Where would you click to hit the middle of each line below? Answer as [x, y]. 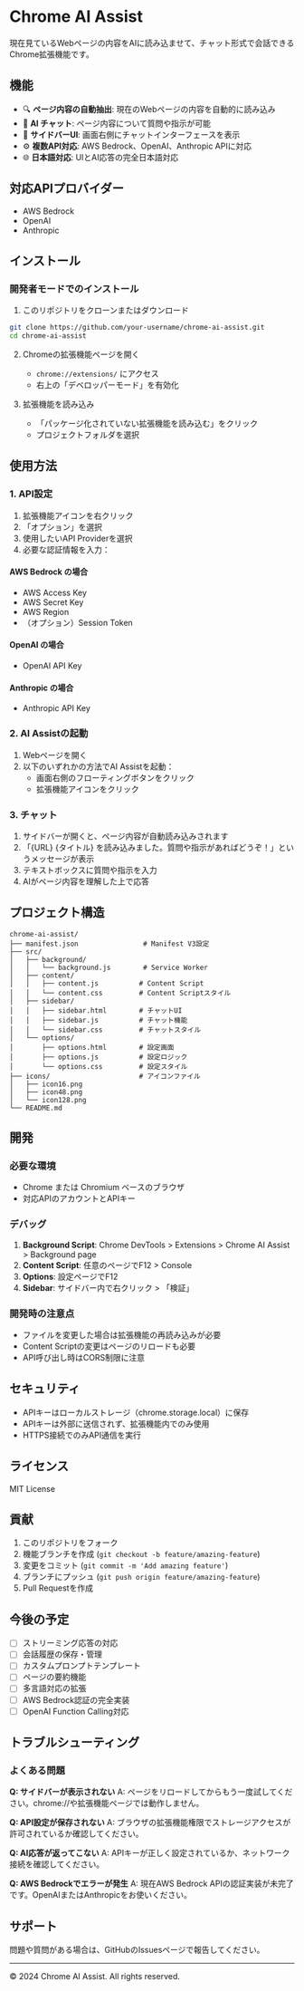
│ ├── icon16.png [46, 1084]
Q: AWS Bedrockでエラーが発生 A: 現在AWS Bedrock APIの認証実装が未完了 [152, 1884]
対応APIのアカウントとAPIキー [79, 1198]
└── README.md [36, 1108]
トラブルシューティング [75, 1742]
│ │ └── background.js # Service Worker [109, 967]
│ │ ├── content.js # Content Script [107, 983]
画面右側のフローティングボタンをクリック [115, 777]
